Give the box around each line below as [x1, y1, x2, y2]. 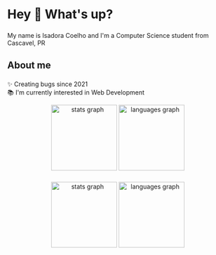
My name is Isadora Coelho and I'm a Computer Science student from [7, 32, 209, 40]
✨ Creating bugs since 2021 [7, 80, 88, 88]
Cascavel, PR [7, 39, 46, 48]
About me [7, 59, 51, 71]
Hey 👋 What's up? [7, 6, 114, 22]
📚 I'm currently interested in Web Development [7, 88, 145, 97]
